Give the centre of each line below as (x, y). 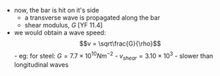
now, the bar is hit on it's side (56, 10)
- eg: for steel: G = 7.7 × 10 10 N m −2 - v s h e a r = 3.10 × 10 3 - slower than (114, 56)
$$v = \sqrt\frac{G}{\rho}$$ (120, 44)
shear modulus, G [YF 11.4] (63, 25)
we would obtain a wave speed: (60, 32)
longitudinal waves (41, 65)
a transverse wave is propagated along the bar (92, 18)
